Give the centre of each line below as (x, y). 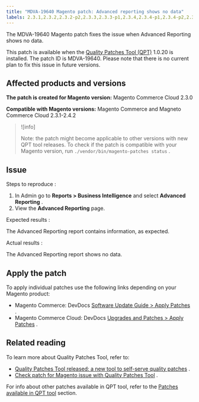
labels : (16, 17)
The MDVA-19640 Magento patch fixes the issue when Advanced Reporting (99, 34)
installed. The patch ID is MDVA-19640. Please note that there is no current (98, 58)
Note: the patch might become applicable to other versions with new (104, 139)
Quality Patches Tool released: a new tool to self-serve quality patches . (102, 369)
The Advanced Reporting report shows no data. (64, 255)
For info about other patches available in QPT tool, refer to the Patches (92, 387)
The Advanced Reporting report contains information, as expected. (88, 231)
